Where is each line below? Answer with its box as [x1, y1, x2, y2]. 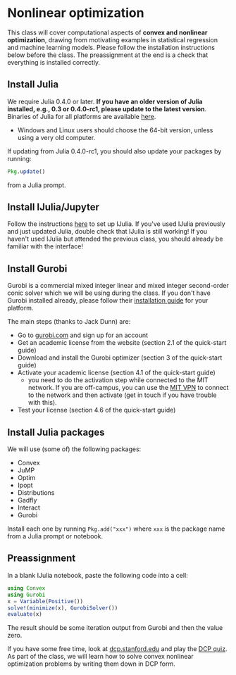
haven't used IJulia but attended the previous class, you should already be [7, 234, 223, 244]
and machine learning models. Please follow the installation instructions [7, 43, 215, 51]
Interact [17, 503, 41, 512]
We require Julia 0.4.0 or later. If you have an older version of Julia [7, 97, 203, 106]
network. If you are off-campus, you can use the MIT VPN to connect [27, 384, 229, 392]
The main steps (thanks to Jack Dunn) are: [7, 317, 131, 326]
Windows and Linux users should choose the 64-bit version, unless [17, 125, 213, 134]
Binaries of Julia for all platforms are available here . [7, 112, 156, 120]
